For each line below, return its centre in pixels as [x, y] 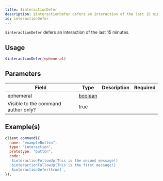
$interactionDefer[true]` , [39, 170]
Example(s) [23, 127]
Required [145, 87]
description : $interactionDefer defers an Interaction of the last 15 [78, 14]
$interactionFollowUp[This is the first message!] [64, 165]
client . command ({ [23, 138]
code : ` [17, 156]
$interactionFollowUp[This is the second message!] [65, 161]
